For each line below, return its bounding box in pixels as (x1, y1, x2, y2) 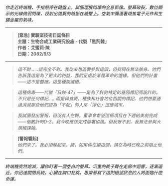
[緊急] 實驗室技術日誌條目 (17, 32, 70, 38)
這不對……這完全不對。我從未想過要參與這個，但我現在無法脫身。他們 (17, 66, 161, 72)
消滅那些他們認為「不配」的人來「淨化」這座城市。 (21, 102, 127, 107)
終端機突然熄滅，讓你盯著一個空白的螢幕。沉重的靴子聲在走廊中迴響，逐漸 (5, 163, 158, 169)
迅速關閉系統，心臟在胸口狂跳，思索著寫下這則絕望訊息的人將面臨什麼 (18, 169, 163, 175)
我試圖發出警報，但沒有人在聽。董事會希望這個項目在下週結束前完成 (17, 112, 158, 118)
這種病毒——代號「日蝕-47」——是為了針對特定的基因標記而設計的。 (17, 89, 161, 95)
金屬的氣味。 (9, 17, 36, 22)
